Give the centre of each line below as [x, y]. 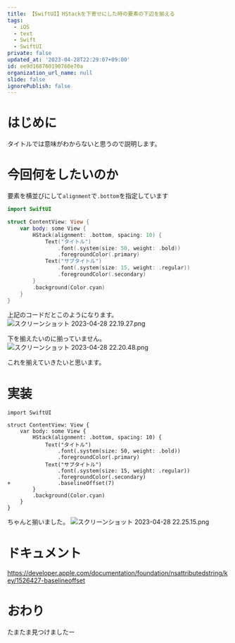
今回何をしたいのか [63, 175]
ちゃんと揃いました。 [38, 522]
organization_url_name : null [50, 73]
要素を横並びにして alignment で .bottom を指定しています [88, 196]
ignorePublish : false [39, 86]
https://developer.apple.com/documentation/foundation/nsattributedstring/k [118, 573]
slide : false [26, 79]
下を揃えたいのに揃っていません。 [56, 338]
